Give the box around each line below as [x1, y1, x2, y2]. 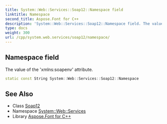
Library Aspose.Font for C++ [12, 114, 71, 120]
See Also [5, 90, 33, 98]
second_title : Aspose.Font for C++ [5, 16, 79, 21]
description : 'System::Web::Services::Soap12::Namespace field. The [5, 21, 150, 26]
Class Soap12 [12, 103, 40, 109]
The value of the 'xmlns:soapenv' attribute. [5, 66, 93, 72]
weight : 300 [5, 30, 30, 35]
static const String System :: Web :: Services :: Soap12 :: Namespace [5, 76, 139, 81]
